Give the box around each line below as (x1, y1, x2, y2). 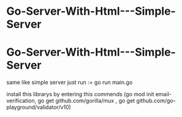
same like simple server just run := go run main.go (6, 78, 133, 86)
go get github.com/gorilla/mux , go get (37, 97, 135, 105)
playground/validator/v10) (6, 104, 72, 111)
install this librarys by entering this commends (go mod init (6, 91, 154, 98)
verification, (6, 97, 37, 105)
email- (155, 91, 172, 98)
